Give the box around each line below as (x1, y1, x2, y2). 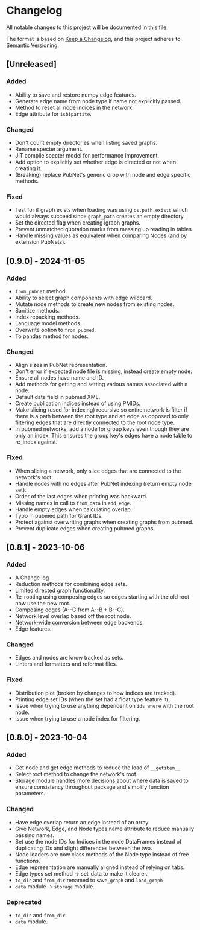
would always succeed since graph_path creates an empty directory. (14, 212, 185, 220)
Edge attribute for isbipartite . (14, 110, 92, 118)
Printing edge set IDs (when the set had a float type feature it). (14, 695, 170, 703)
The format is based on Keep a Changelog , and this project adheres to (6, 35, 181, 42)
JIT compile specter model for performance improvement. (14, 151, 160, 159)
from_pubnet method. (14, 287, 67, 295)
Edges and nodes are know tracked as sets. (14, 654, 124, 661)
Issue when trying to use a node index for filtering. (14, 715, 140, 722)
